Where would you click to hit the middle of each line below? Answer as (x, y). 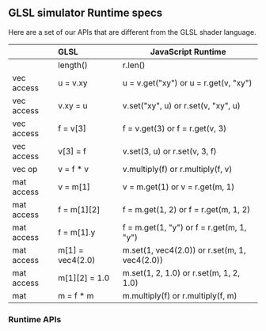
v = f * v (74, 169)
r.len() (134, 65)
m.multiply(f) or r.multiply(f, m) (180, 295)
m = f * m (76, 295)
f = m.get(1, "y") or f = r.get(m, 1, (184, 227)
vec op (25, 169)
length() (73, 65)
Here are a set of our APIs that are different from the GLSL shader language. (132, 32)
